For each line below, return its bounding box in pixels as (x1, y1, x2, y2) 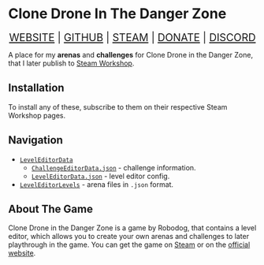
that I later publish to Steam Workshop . (8, 58, 135, 68)
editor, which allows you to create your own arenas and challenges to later (8, 232, 250, 241)
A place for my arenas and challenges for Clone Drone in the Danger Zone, (8, 50, 254, 59)
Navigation (8, 133, 63, 147)
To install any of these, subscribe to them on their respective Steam (8, 102, 228, 111)
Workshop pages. (8, 110, 65, 120)
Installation (8, 81, 65, 95)
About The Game (8, 202, 93, 215)
